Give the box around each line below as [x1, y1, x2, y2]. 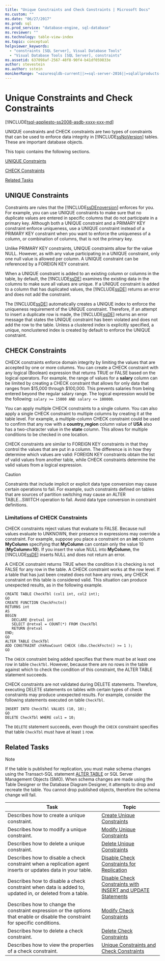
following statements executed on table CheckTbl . [5, 697, 105, 703]
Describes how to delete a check [7, 927, 83, 934]
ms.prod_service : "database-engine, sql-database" [5, 26, 111, 30]
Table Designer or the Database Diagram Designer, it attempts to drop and [5, 781, 155, 787]
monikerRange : [5, 71, 34, 76]
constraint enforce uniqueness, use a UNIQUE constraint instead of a [5, 225, 145, 231]
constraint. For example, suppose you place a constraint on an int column [5, 536, 154, 542]
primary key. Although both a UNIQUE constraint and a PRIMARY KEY [5, 220, 146, 226]
